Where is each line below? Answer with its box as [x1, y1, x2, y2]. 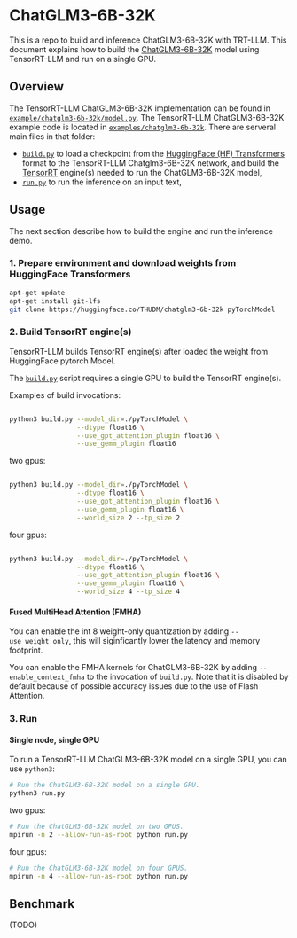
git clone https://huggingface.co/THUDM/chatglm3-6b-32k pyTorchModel [9, 305, 276, 314]
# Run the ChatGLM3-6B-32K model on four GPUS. [9, 864, 189, 872]
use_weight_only [9, 637, 69, 646]
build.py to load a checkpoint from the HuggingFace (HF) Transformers [21, 148, 285, 159]
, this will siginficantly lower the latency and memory [68, 636, 261, 646]
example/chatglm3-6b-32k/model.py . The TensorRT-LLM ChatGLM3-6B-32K [9, 112, 285, 122]
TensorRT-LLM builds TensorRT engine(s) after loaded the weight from [9, 346, 269, 356]
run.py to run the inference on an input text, [21, 176, 182, 187]
